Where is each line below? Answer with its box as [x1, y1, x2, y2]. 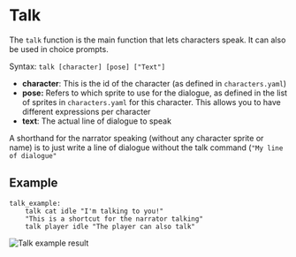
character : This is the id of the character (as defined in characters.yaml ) [21, 78, 287, 88]
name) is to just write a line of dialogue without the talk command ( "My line [9, 142, 284, 153]
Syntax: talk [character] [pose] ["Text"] [9, 61, 166, 72]
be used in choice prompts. [9, 43, 109, 54]
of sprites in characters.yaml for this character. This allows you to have [21, 96, 281, 107]
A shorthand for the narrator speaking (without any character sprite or [9, 132, 264, 143]
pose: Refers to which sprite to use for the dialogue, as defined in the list [21, 87, 288, 98]
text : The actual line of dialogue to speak [21, 116, 172, 126]
